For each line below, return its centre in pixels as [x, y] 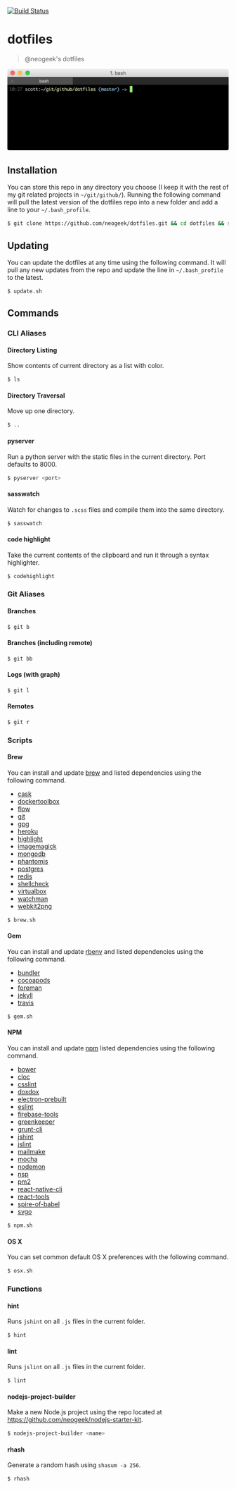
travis [25, 1003]
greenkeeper [36, 1122]
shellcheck [33, 883]
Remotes [20, 706]
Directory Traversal [36, 396]
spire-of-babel [39, 1204]
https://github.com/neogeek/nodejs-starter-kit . [75, 1420]
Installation [32, 170]
